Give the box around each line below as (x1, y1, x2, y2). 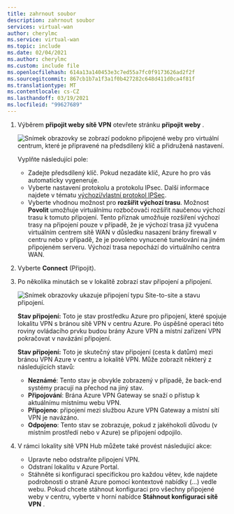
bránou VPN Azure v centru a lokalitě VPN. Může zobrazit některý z (17, 355, 212, 364)
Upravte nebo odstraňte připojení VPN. (27, 455, 140, 464)
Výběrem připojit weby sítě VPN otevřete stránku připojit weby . (17, 120, 205, 129)
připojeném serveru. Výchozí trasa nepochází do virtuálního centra (27, 243, 220, 251)
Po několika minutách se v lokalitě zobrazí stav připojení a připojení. (17, 277, 213, 285)
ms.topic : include (7, 43, 61, 50)
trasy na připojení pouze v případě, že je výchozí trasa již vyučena (27, 220, 219, 229)
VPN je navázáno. (27, 413, 80, 422)
